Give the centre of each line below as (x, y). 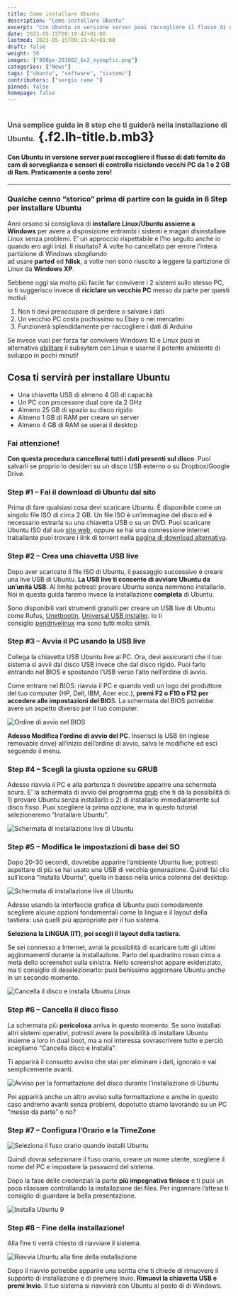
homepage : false (31, 93)
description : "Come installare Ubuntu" (66, 21)
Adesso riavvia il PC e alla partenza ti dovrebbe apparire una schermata (112, 785)
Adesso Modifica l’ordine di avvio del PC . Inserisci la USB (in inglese (108, 736)
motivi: (17, 297)
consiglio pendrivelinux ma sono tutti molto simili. (79, 623)
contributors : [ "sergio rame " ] (55, 80)
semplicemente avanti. (40, 1069)
